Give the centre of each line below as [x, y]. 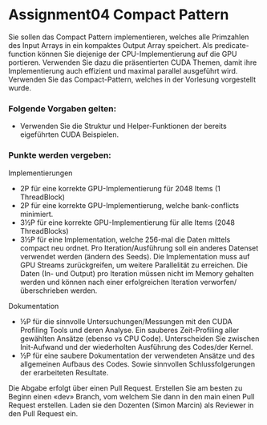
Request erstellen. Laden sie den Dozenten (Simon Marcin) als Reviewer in [131, 405]
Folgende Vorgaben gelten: [63, 108]
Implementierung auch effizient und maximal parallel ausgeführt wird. [123, 70]
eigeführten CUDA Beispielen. [69, 134]
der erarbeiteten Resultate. [64, 372]
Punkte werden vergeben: [60, 155]
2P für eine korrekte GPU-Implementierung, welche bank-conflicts [129, 205]
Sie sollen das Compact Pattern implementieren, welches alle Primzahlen [129, 37]
